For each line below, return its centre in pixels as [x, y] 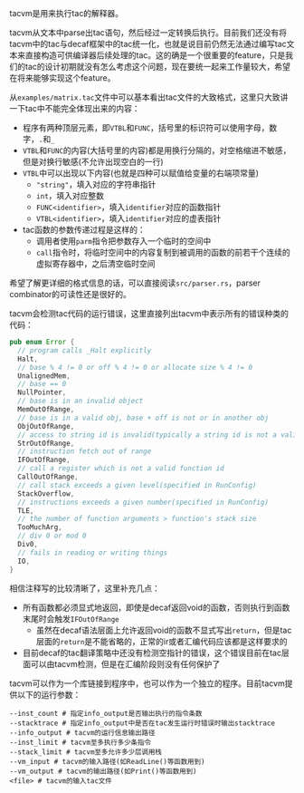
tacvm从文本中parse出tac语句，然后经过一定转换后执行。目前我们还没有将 [148, 33]
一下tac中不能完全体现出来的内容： [75, 108]
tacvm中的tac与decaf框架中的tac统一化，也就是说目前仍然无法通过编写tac [148, 44]
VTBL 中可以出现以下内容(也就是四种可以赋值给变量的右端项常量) [141, 173]
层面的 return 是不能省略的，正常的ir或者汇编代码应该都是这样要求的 [161, 641]
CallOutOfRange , [48, 477]
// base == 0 [42, 384]
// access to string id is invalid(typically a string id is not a [147, 435]
